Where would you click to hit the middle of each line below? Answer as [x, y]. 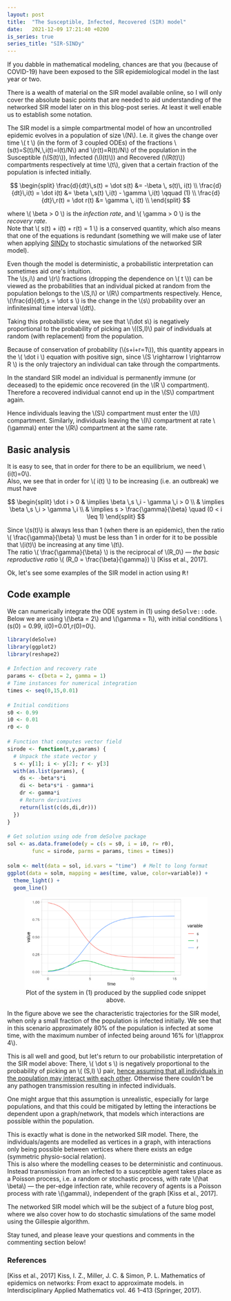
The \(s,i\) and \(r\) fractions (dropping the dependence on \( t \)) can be [110, 279]
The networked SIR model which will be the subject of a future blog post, [111, 1207]
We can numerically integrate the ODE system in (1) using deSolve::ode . [112, 611]
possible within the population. [51, 1121]
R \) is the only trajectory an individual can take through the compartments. [114, 364]
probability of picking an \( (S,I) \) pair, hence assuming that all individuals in [115, 1071]
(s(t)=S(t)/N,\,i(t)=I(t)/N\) [42, 150]
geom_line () [31, 888]
